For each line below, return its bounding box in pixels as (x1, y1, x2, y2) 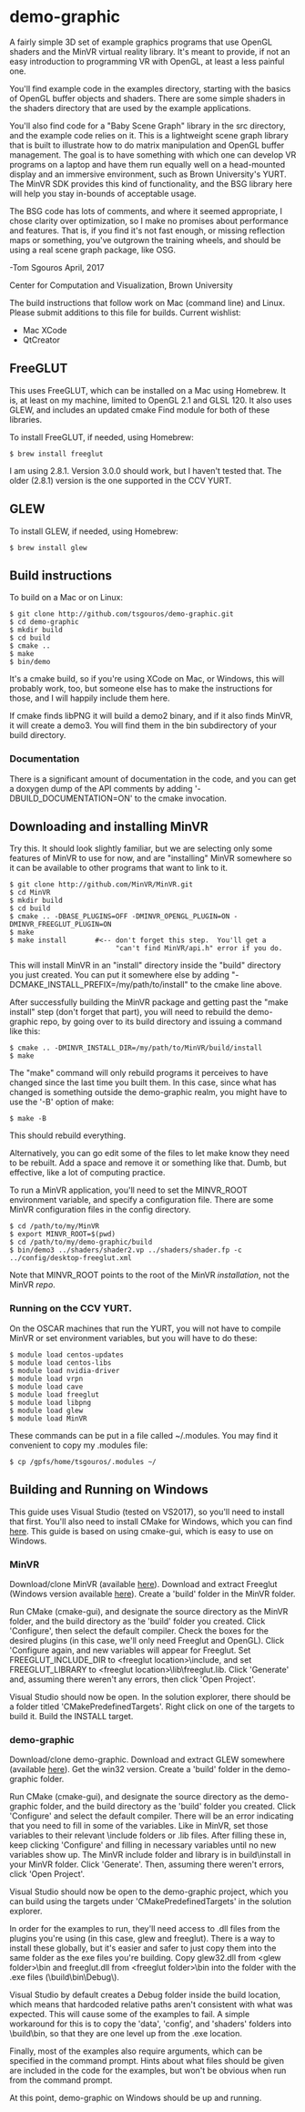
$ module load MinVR (9, 1414, 88, 1423)
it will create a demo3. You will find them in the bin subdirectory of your (9, 720, 278, 731)
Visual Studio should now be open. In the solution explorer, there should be (9, 1691, 291, 1702)
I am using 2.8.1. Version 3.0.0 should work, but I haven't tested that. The (9, 465, 282, 476)
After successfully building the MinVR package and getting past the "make (9, 997, 289, 1008)
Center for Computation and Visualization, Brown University (9, 280, 234, 291)
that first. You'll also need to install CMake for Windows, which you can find (9, 1515, 293, 1527)
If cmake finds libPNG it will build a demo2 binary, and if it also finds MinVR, (9, 711, 293, 722)
